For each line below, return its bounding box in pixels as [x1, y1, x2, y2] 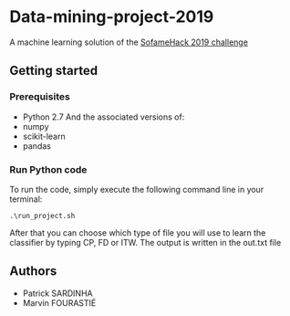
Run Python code [9, 163, 88, 175]
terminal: [9, 194, 43, 205]
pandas [22, 140, 52, 152]
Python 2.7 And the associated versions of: [22, 111, 185, 122]
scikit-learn [22, 131, 66, 142]
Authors [9, 263, 57, 279]
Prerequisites [9, 90, 70, 103]
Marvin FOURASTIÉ [22, 297, 97, 308]
